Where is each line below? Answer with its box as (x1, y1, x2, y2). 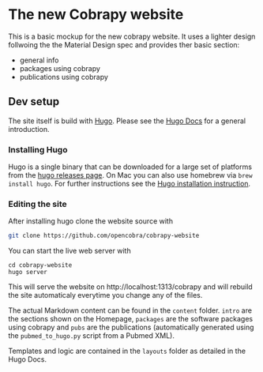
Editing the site (8, 198, 67, 209)
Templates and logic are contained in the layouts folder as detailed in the (8, 346, 246, 356)
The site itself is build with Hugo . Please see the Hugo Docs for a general (8, 116, 246, 126)
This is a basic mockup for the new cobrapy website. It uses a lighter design (8, 32, 256, 41)
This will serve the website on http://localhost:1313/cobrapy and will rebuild (8, 282, 253, 291)
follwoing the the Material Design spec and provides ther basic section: (8, 39, 240, 49)
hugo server (8, 269, 47, 276)
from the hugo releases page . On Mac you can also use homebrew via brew (8, 171, 253, 180)
